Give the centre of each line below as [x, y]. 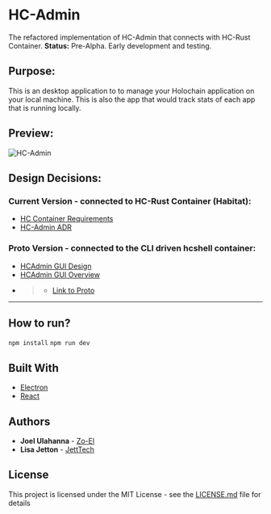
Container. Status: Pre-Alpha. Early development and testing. [110, 45]
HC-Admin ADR [46, 227]
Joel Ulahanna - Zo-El [57, 440]
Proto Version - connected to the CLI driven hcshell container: [132, 248]
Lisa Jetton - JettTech [57, 449]
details [19, 503]
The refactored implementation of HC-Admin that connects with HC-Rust [129, 37]
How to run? [40, 323]
